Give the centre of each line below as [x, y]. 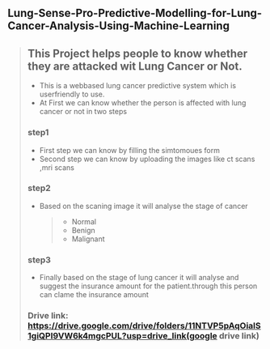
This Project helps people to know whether [137, 53]
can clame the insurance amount [94, 295]
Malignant [89, 239]
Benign [84, 230]
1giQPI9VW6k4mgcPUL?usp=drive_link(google [122, 336]
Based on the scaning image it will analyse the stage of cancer [143, 206]
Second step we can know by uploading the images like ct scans [147, 159]
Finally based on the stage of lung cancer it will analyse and [139, 278]
